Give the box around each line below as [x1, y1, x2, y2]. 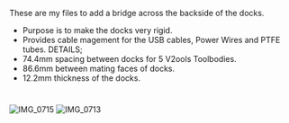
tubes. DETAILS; [22, 44, 83, 55]
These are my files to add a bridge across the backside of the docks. [9, 8, 265, 18]
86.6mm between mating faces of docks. [22, 63, 176, 74]
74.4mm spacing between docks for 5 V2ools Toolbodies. [22, 54, 237, 64]
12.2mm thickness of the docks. [22, 73, 141, 83]
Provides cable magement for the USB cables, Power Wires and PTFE [22, 35, 281, 45]
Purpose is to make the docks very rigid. [22, 25, 173, 35]
